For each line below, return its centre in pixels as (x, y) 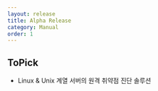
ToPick (23, 62)
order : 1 (20, 34)
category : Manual (33, 27)
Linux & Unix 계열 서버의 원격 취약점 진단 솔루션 (84, 81)
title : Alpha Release (39, 21)
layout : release (31, 14)
